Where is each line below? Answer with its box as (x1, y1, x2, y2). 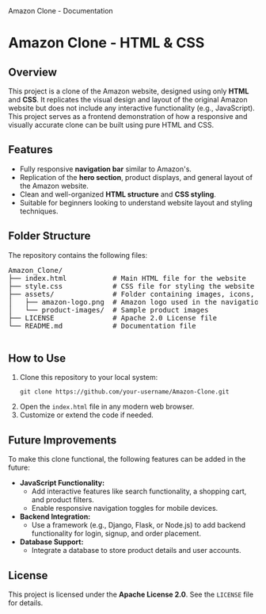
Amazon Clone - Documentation (8, 6, 113, 15)
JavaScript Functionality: (19, 478, 105, 488)
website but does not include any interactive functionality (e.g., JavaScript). (8, 103, 255, 113)
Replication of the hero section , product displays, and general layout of (19, 172, 253, 182)
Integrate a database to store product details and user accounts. (31, 546, 241, 555)
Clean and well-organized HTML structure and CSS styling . (19, 189, 216, 199)
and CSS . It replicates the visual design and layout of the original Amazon (8, 95, 248, 104)
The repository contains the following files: (8, 250, 148, 259)
